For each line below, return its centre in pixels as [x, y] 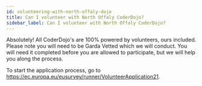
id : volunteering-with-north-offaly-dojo [59, 12]
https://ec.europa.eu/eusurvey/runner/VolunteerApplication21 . [83, 77]
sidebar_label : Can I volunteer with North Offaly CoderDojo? [86, 23]
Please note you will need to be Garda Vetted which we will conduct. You [97, 46]
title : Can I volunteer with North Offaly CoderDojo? [75, 17]
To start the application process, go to [54, 70]
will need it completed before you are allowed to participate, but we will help [101, 53]
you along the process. [35, 59]
